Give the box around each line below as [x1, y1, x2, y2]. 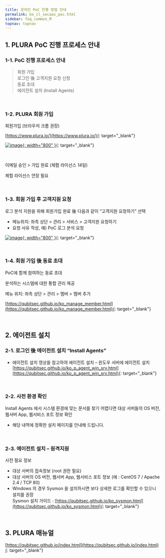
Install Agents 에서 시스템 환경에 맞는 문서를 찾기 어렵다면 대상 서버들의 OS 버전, [5, 405, 161, 411]
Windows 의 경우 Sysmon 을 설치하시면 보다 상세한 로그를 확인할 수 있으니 [12, 486, 157, 492]
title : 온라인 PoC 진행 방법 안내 [5, 7, 66, 12]
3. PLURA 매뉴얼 [5, 528, 54, 537]
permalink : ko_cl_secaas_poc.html [5, 12, 76, 17]
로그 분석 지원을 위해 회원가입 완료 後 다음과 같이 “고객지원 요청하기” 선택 [5, 208, 146, 214]
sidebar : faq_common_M [5, 16, 52, 21]
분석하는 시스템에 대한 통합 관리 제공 [5, 280, 75, 286]
